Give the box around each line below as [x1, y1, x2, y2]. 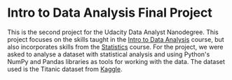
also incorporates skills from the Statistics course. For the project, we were [7, 42, 224, 51]
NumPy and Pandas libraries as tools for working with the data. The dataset [7, 57, 226, 65]
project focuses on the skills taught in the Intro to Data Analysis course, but [7, 35, 224, 43]
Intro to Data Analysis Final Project [7, 5, 212, 21]
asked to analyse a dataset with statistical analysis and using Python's [7, 50, 210, 58]
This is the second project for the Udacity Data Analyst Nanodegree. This [7, 28, 219, 36]
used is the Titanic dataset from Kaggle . [7, 65, 123, 73]
